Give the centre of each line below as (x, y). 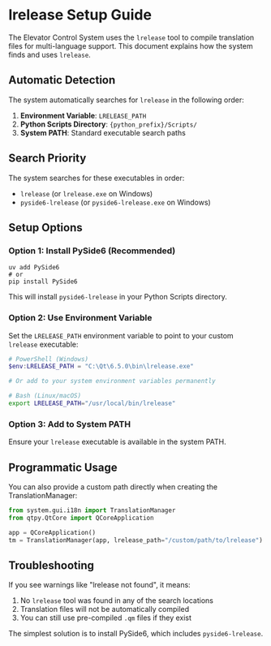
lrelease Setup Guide (80, 15)
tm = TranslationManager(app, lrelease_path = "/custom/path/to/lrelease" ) (136, 540)
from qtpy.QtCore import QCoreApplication (81, 518)
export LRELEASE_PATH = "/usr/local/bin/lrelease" (92, 403)
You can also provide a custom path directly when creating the (113, 487)
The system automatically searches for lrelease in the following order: (127, 100)
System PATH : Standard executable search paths (103, 132)
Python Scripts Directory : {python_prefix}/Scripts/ (108, 124)
